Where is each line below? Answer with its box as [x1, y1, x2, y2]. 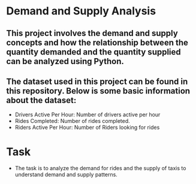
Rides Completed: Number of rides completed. [14, 117, 130, 125]
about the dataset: [6, 95, 77, 105]
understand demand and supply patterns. [14, 171, 118, 178]
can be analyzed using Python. [6, 56, 125, 67]
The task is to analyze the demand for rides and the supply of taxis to [14, 165, 186, 172]
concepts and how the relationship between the [6, 37, 189, 47]
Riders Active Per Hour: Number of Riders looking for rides [14, 124, 160, 131]
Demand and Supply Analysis [6, 4, 156, 18]
